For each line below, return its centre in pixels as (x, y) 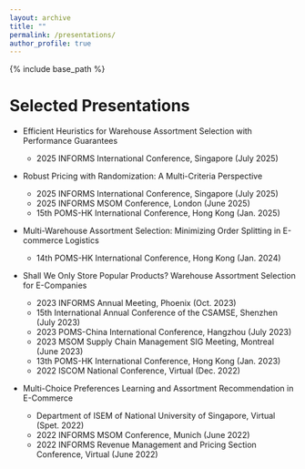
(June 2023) (60, 352)
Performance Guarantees (70, 141)
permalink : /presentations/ (63, 35)
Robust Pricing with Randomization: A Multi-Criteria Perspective (142, 176)
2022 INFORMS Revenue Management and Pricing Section (146, 445)
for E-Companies (55, 285)
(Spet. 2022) (60, 425)
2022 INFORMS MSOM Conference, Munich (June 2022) (143, 435)
